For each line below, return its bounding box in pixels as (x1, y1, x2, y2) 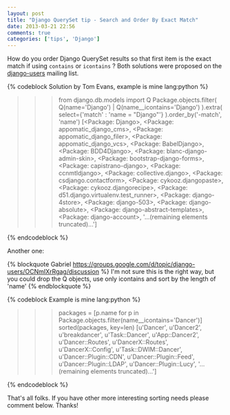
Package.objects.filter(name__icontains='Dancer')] (58, 316, 203, 324)
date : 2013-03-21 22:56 (7, 23, 76, 30)
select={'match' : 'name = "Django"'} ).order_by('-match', (58, 111, 222, 119)
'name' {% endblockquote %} (7, 282, 92, 290)
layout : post (7, 10, 45, 17)
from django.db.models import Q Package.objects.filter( (58, 96, 217, 104)
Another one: (7, 247, 45, 255)
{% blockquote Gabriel (7, 260, 72, 268)
